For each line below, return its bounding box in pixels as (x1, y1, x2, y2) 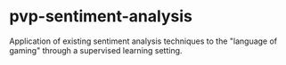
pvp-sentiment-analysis (9, 6, 193, 27)
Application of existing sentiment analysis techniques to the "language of (9, 36, 278, 46)
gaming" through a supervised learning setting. (9, 45, 183, 55)
